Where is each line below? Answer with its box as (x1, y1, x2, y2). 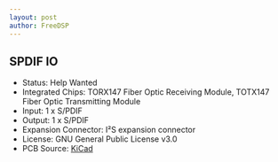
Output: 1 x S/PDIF (21, 115, 90, 126)
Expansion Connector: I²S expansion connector (21, 125, 196, 135)
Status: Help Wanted (21, 77, 98, 89)
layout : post (9, 12, 58, 22)
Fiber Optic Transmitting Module (21, 96, 141, 107)
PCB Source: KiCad (21, 143, 93, 154)
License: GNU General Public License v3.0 (21, 134, 178, 144)
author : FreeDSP (9, 21, 69, 30)
